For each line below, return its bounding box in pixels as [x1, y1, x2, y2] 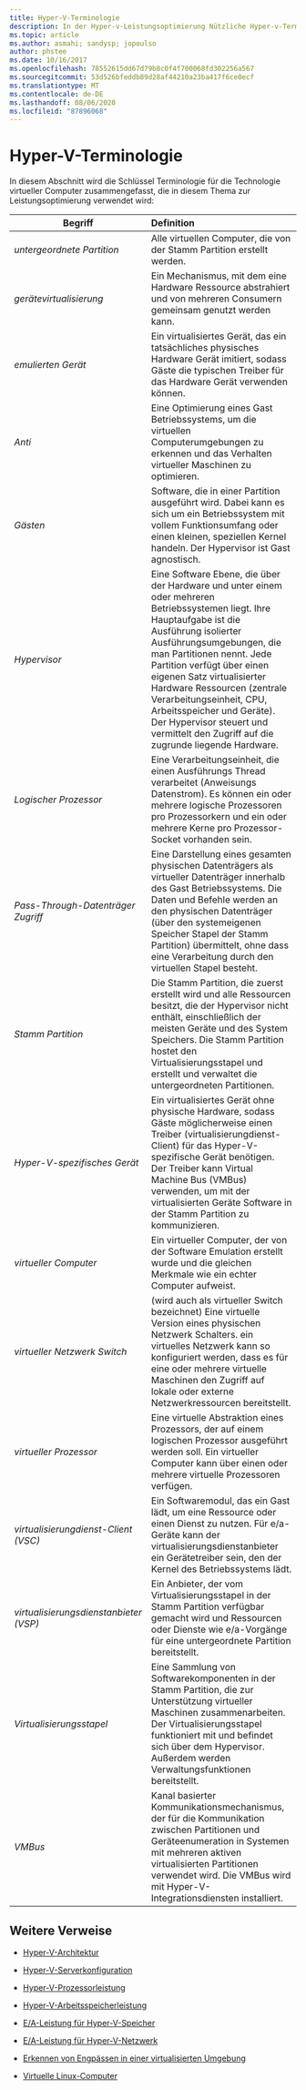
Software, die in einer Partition [150, 484, 280, 497]
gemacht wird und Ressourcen [150, 1612, 282, 1625]
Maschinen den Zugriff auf [150, 1374, 265, 1387]
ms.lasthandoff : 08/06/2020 [9, 97, 117, 107]
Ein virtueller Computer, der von [150, 1234, 288, 1247]
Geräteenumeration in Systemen [150, 1835, 290, 1848]
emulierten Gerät [14, 359, 87, 372]
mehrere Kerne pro [150, 821, 232, 834]
